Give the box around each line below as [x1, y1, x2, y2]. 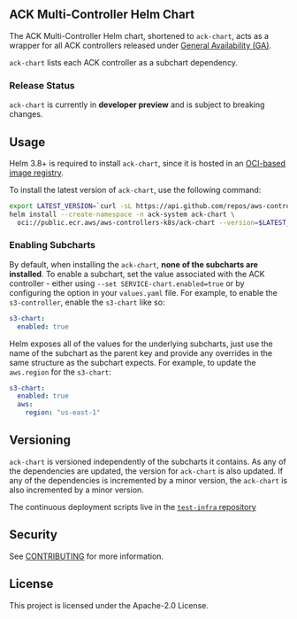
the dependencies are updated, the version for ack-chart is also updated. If [9, 465, 284, 476]
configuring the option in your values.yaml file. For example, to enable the [9, 287, 278, 298]
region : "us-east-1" [25, 408, 101, 417]
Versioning [9, 433, 71, 448]
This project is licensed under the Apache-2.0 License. [9, 600, 209, 610]
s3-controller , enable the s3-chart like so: [9, 297, 165, 307]
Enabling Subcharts [9, 239, 95, 251]
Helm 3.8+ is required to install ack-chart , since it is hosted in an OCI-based [9, 158, 286, 168]
